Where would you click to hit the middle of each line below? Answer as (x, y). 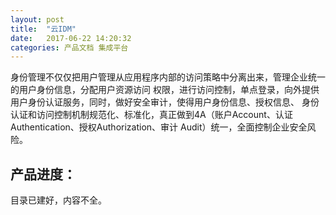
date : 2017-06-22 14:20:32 (71, 38)
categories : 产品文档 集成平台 (69, 47)
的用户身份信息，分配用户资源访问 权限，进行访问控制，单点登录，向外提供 (165, 90)
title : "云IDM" (43, 29)
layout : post (37, 19)
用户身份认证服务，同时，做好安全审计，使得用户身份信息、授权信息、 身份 (165, 102)
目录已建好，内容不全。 (58, 200)
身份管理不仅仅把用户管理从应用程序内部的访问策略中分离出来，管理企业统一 (168, 77)
